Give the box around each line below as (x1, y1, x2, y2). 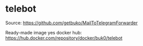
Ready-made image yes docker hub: (5, 29, 82, 35)
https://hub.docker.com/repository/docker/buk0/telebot (5, 35, 123, 41)
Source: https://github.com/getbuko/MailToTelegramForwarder (5, 20, 138, 26)
